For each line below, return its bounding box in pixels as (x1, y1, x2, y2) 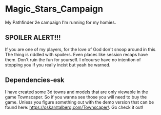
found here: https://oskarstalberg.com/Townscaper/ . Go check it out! (5, 104, 143, 110)
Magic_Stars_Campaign (5, 3, 103, 15)
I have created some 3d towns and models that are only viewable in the (5, 89, 148, 95)
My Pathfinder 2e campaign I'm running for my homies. (5, 19, 116, 25)
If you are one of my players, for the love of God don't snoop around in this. (5, 46, 157, 52)
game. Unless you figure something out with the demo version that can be (5, 99, 154, 105)
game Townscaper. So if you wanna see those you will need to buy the (5, 94, 147, 100)
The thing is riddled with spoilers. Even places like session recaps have (5, 51, 148, 57)
